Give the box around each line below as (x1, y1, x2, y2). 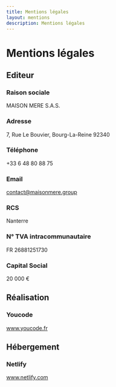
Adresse (6, 117, 32, 126)
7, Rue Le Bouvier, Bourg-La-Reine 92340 (6, 131, 110, 138)
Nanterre (6, 217, 28, 224)
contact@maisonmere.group (6, 189, 77, 196)
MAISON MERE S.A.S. (6, 102, 60, 109)
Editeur (6, 70, 34, 80)
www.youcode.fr (6, 324, 48, 331)
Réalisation (6, 293, 50, 303)
